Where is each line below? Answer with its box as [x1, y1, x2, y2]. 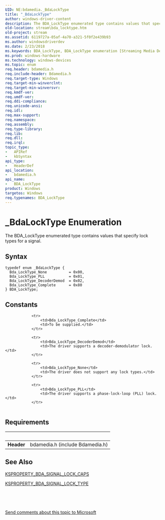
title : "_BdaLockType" [5, 12, 52, 17]
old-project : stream [5, 30, 48, 35]
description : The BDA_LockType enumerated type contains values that [5, 21, 151, 26]
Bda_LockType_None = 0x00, [9, 270, 84, 275]
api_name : [5, 177, 26, 182]
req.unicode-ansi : [5, 104, 43, 109]
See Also [5, 458, 33, 466]
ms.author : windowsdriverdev [5, 39, 65, 44]
